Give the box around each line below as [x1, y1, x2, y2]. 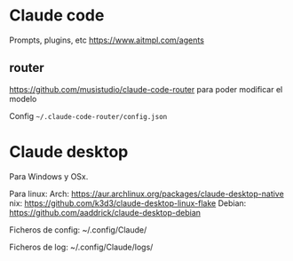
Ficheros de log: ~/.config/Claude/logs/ [9, 241, 154, 252]
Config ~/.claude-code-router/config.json [9, 110, 168, 121]
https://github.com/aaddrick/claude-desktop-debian [9, 207, 202, 217]
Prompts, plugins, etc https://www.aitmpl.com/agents [9, 35, 204, 45]
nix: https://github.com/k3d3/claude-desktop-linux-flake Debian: [9, 197, 247, 209]
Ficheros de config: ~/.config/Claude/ [9, 224, 147, 235]
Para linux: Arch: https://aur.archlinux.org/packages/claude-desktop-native [9, 188, 284, 199]
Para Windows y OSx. [9, 170, 89, 182]
